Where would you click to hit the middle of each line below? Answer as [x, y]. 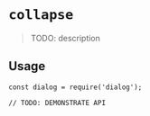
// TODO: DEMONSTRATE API [57, 103]
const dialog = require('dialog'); [75, 87]
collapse [41, 15]
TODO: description [66, 38]
